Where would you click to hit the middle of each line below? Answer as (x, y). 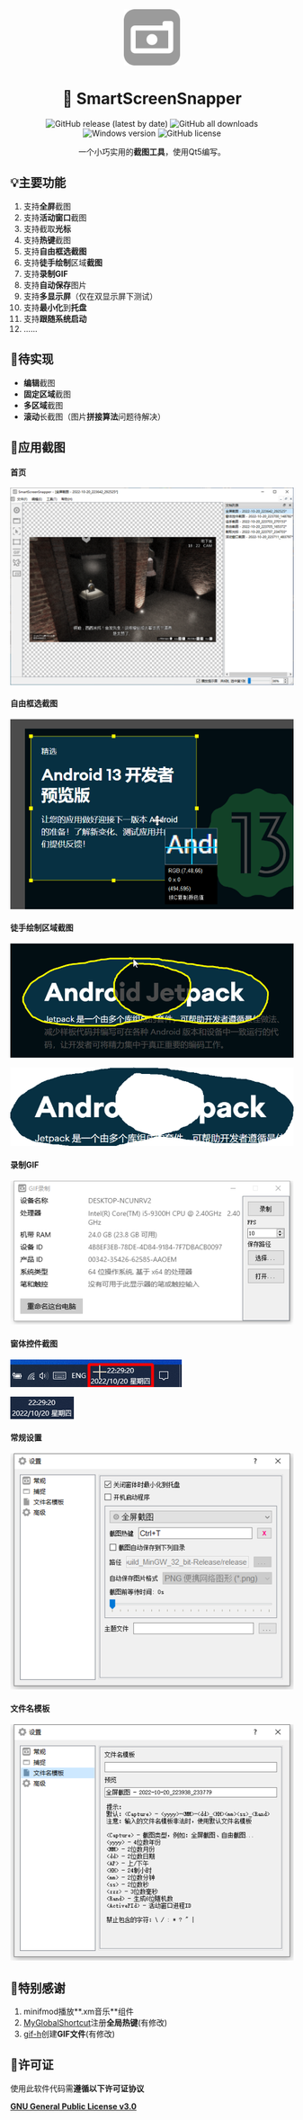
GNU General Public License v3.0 (74, 2106)
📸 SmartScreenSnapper (152, 99)
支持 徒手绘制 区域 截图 (62, 262)
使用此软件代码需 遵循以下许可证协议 (77, 2088)
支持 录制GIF (45, 273)
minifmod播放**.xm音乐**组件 (78, 2011)
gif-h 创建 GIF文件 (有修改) (69, 2034)
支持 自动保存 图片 (55, 285)
